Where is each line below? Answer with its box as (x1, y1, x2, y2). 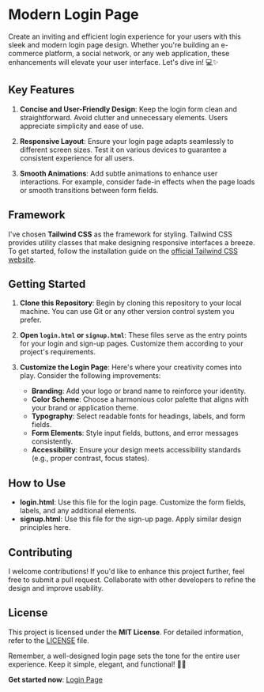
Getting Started (8, 277, 86, 290)
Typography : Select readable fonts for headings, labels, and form (31, 411, 246, 421)
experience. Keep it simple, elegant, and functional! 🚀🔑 (8, 659, 187, 669)
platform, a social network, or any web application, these (44, 48, 230, 58)
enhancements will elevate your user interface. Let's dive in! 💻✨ (8, 57, 219, 66)
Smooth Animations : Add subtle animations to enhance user (19, 168, 218, 178)
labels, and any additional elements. (19, 506, 137, 516)
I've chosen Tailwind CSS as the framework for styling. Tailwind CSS (8, 229, 233, 239)
